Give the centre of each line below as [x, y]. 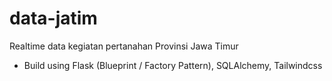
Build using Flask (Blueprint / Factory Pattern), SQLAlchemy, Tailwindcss [173, 65]
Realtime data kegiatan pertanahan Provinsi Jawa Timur [124, 46]
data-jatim [53, 18]
